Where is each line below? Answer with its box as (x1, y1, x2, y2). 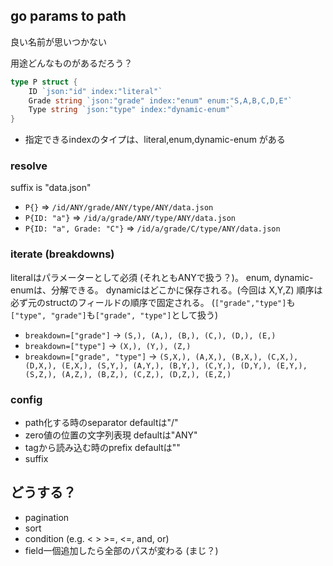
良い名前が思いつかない (10, 35, 107, 48)
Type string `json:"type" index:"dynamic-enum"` (28, 105, 235, 115)
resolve (10, 159, 48, 173)
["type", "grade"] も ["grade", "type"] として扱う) (10, 309, 219, 321)
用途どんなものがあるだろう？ (10, 57, 133, 69)
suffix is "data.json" (10, 182, 92, 194)
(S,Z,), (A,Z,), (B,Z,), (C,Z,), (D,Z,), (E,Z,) (24, 369, 232, 379)
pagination (24, 511, 70, 523)
